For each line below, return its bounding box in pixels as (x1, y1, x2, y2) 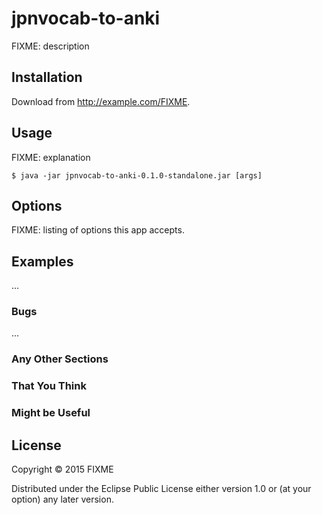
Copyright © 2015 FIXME (11, 463, 114, 476)
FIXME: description (11, 40, 90, 52)
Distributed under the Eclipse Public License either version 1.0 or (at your (11, 483, 312, 495)
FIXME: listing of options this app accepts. (11, 224, 185, 236)
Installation (11, 69, 83, 86)
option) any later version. (11, 493, 114, 506)
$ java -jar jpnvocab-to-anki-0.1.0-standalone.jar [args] (11, 170, 263, 181)
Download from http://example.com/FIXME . (11, 95, 191, 107)
